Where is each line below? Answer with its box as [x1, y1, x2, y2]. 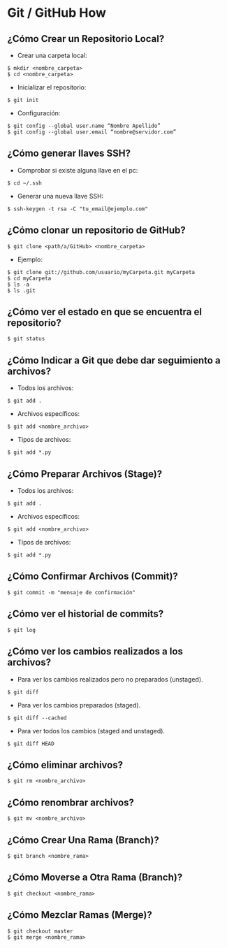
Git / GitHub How [7, 5, 107, 21]
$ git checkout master [7, 928, 73, 935]
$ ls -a [7, 281, 30, 288]
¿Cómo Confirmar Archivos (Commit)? [7, 570, 178, 582]
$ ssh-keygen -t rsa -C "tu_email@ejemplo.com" [7, 205, 149, 213]
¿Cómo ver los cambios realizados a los [7, 645, 184, 658]
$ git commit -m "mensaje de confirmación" [7, 589, 136, 596]
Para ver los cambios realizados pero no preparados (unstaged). [17, 675, 204, 683]
